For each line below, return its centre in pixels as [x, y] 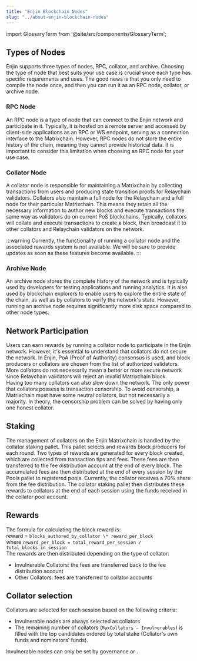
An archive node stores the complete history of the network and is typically [97, 281]
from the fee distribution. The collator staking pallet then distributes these [95, 484]
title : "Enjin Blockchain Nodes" [47, 11]
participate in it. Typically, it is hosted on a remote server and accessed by [96, 126]
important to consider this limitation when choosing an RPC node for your [95, 151]
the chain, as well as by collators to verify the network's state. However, [93, 300]
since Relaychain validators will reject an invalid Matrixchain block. [87, 376]
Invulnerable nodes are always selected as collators [77, 622]
